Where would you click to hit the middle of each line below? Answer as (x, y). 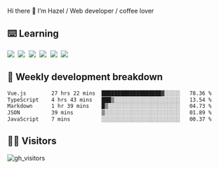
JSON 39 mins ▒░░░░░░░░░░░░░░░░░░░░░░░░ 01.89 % (109, 113)
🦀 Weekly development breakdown (85, 77)
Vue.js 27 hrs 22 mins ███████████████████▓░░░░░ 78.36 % (109, 93)
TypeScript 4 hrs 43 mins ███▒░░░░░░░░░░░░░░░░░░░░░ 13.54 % (109, 100)
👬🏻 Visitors (32, 141)
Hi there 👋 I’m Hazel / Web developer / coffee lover (81, 11)
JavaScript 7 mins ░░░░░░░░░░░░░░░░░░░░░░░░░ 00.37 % (109, 119)
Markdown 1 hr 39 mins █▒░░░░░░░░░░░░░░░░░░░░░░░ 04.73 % (109, 106)
